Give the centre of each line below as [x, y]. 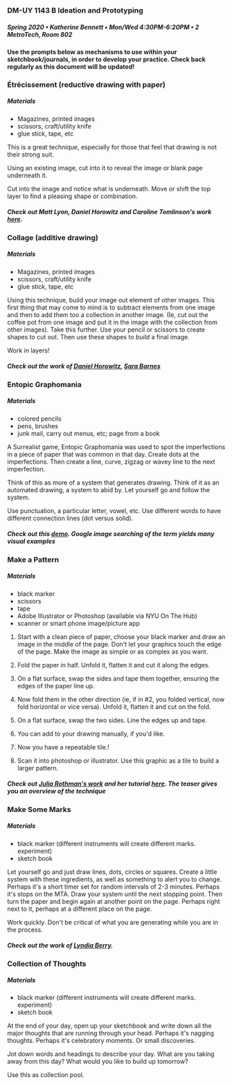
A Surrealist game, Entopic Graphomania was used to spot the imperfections [116, 446]
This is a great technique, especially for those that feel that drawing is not [112, 147]
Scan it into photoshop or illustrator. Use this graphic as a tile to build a [118, 761]
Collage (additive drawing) [53, 237]
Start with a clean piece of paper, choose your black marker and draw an [121, 637]
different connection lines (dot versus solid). [70, 518]
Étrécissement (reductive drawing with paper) [87, 84]
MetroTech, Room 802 [40, 34]
